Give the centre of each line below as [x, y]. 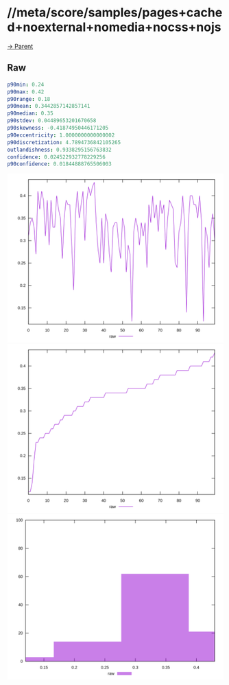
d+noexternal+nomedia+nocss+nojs [114, 27]
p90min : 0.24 [26, 84]
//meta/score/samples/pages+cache [115, 13]
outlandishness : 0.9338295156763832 [59, 150]
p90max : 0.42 [26, 92]
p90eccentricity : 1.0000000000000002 [61, 135]
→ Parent [20, 46]
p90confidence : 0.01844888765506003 [59, 164]
